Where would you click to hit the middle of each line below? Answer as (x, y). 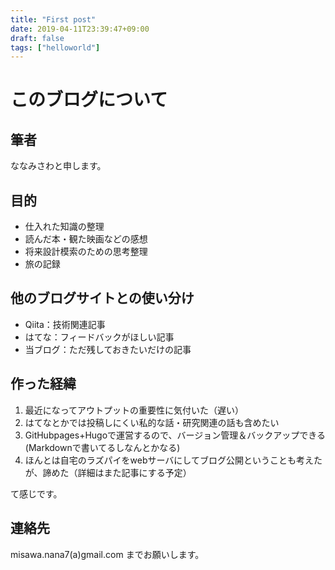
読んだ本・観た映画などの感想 (86, 239)
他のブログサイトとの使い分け (102, 298)
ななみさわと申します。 (58, 166)
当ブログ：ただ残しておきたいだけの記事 (108, 349)
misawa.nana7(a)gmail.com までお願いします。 (107, 554)
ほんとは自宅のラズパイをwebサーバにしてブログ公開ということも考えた (173, 460)
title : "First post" (53, 19)
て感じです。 (36, 493)
